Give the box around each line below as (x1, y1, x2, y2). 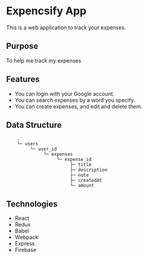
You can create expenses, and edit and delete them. (14, 102, 143, 110)
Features (6, 74, 40, 85)
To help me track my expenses (6, 57, 81, 64)
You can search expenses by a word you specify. (14, 97, 136, 104)
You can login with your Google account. (14, 90, 115, 97)
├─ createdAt (70, 178, 102, 184)
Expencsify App (6, 4, 87, 18)
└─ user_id (30, 146, 58, 153)
